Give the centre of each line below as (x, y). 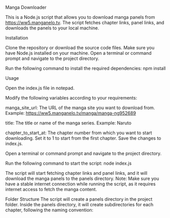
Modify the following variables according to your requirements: (71, 98)
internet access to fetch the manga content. (51, 189)
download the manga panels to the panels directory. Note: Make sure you (82, 178)
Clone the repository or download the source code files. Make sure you (80, 48)
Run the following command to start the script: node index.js (68, 163)
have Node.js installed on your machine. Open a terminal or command (78, 53)
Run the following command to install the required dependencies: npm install (86, 68)
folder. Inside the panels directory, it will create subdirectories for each (79, 205)
